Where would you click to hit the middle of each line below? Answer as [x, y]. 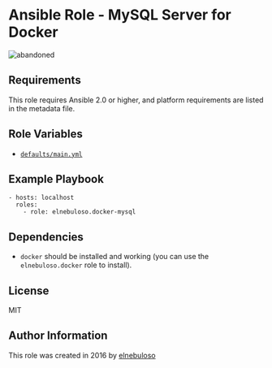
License [29, 290]
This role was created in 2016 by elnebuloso [82, 355]
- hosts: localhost [41, 198]
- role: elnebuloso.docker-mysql [80, 212]
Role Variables [45, 134]
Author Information [58, 336]
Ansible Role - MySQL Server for [120, 15]
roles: [27, 205]
